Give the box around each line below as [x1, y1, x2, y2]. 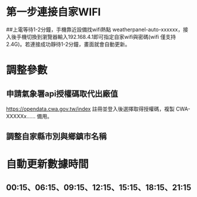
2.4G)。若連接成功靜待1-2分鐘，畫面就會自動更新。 [6, 41, 131, 48]
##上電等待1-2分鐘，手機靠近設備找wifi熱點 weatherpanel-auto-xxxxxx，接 [6, 26, 188, 33]
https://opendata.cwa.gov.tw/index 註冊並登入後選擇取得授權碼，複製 [6, 105, 175, 112]
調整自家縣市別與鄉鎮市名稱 [6, 132, 107, 142]
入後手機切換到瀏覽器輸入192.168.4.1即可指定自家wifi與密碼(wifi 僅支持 [6, 33, 176, 40]
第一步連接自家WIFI [6, 5, 101, 19]
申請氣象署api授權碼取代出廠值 [6, 89, 119, 99]
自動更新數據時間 [6, 157, 89, 171]
